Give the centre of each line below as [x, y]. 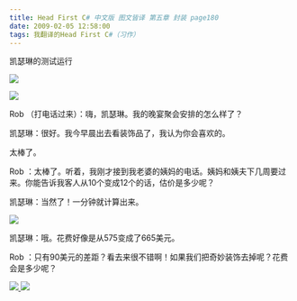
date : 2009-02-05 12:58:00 [60, 26]
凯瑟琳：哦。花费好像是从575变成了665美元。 [94, 238]
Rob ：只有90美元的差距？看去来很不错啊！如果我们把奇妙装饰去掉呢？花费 [149, 257]
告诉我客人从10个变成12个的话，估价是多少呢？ [127, 183]
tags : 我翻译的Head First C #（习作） [75, 34]
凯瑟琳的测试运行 [41, 61]
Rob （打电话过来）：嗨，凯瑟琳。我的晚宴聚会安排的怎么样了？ [126, 114]
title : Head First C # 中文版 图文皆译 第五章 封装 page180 [114, 18]
